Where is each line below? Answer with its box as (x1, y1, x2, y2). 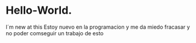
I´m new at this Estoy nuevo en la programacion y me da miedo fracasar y (5, 23, 190, 30)
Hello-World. (5, 4, 72, 17)
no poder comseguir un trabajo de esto (5, 29, 104, 36)
